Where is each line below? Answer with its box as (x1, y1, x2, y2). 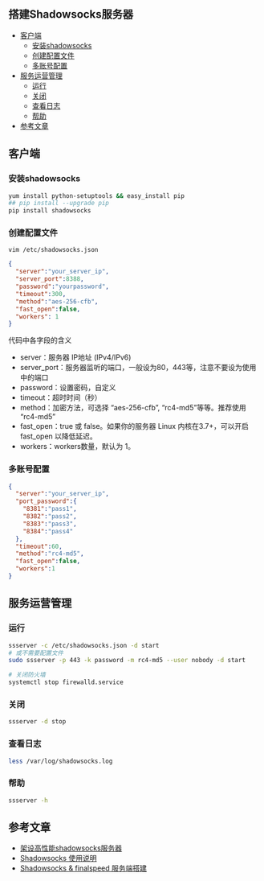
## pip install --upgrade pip (8, 200, 110, 208)
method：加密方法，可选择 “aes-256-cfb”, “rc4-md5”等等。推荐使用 (19, 403, 246, 413)
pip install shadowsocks (8, 207, 91, 215)
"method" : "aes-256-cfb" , (15, 297, 99, 306)
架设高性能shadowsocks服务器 (19, 843, 123, 853)
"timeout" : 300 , (15, 290, 67, 298)
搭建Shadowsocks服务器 (8, 7, 134, 22)
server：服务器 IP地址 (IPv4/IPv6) (19, 352, 132, 362)
